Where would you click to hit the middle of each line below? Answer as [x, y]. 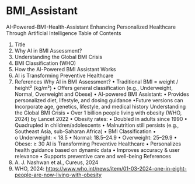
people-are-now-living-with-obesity [58, 175]
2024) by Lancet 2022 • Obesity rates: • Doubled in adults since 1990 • [101, 119]
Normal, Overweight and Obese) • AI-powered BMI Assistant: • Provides [102, 94]
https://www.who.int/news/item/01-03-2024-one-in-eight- [116, 168]
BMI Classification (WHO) [45, 63]
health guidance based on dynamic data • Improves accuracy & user [97, 150]
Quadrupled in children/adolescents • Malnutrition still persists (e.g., [97, 125]
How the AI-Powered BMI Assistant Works [65, 69]
